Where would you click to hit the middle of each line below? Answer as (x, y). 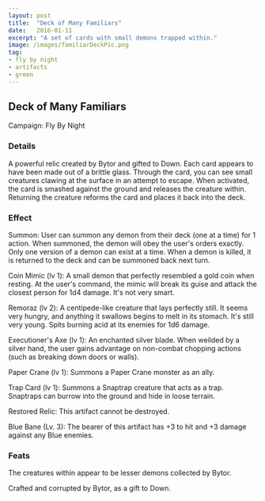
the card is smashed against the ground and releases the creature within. (127, 189)
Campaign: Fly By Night (47, 126)
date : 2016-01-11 (40, 30)
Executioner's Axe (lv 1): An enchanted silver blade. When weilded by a (124, 340)
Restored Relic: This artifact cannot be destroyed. (89, 411)
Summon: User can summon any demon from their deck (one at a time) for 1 (132, 235)
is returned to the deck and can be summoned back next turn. (109, 260)
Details (22, 146)
